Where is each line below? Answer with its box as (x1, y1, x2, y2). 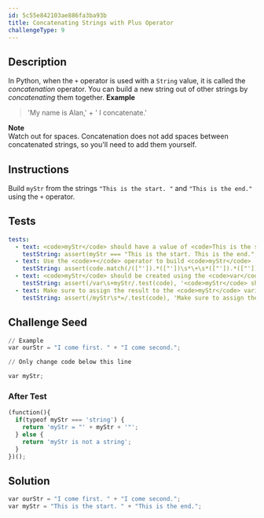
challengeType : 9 (8, 26, 65, 34)
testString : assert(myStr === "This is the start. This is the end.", (22, 250, 258, 258)
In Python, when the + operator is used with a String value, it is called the (8, 76, 246, 86)
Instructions (8, 163, 69, 176)
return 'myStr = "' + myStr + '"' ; (22, 424, 139, 432)
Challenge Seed (8, 316, 88, 329)
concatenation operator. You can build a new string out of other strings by (8, 84, 248, 94)
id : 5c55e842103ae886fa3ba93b (8, 11, 108, 20)
